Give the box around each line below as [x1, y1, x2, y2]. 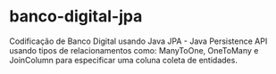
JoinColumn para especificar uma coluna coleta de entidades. [9, 54, 238, 65]
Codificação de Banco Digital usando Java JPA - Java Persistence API [9, 36, 268, 46]
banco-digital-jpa [9, 6, 143, 27]
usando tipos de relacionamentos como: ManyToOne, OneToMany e [9, 45, 259, 55]
